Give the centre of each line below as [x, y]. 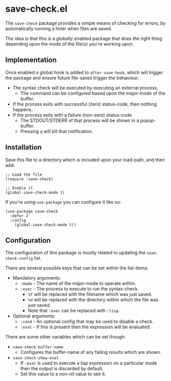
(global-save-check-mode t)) [45, 225]
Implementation [31, 60]
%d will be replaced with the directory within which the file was [93, 300]
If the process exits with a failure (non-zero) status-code [72, 115]
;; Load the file [24, 175]
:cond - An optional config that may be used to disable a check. [87, 322]
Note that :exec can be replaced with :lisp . [74, 311]
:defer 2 [19, 216]
